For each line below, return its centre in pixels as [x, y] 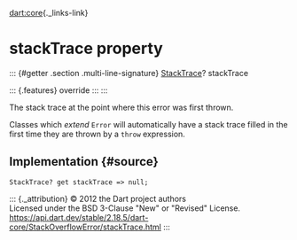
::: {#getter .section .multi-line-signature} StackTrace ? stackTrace [129, 73]
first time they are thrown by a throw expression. [98, 134]
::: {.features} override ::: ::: [59, 90]
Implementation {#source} [84, 162]
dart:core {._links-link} [49, 13]
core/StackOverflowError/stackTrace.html [85, 227]
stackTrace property [86, 49]
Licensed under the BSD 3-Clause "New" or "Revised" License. [125, 208]
